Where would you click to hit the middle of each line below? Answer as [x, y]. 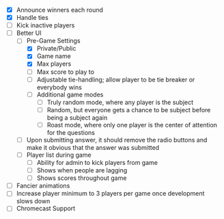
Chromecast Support [46, 209]
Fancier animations [43, 186]
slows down [33, 201]
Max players [54, 64]
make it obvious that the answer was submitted [93, 147]
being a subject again [77, 117]
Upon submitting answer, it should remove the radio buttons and [117, 140]
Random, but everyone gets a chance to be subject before [129, 109]
